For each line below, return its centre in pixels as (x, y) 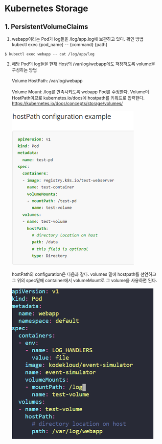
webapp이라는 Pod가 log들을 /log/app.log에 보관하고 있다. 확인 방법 (78, 39)
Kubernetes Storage (46, 9)
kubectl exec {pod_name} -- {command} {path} (59, 44)
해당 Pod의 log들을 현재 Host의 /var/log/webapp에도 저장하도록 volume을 (83, 64)
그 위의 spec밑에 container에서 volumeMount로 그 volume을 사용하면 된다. (84, 280)
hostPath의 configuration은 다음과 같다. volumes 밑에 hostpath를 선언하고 (84, 274)
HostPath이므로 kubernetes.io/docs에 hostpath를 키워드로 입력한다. (78, 98)
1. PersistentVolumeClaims (46, 27)
